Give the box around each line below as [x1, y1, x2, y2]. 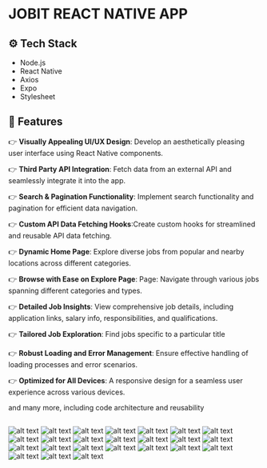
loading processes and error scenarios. [8, 359, 138, 369]
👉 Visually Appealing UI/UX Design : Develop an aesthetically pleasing [8, 137, 245, 146]
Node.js [19, 58, 46, 67]
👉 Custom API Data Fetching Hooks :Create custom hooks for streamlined [8, 219, 256, 229]
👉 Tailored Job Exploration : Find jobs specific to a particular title [8, 329, 225, 338]
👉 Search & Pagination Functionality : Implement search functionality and [8, 191, 254, 201]
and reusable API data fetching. [8, 230, 112, 240]
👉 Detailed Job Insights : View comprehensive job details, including [8, 302, 234, 311]
